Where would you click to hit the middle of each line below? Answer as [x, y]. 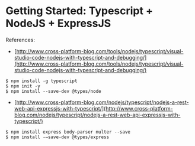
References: [20, 40]
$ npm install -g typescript [41, 81]
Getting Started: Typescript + [79, 11]
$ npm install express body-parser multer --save [68, 132]
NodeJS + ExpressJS [58, 23]
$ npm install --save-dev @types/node [53, 91]
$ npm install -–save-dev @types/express [57, 137]
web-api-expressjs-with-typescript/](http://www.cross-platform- [93, 108]
